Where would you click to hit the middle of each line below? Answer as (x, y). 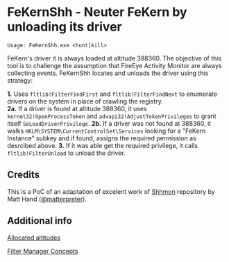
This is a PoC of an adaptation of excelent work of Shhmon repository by (111, 191)
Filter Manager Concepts (43, 251)
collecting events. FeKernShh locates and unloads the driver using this (108, 73)
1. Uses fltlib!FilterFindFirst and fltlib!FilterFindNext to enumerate (112, 94)
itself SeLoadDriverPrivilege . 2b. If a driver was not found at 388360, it (109, 123)
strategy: (20, 80)
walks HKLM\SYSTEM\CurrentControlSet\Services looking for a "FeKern (107, 131)
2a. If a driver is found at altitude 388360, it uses (77, 108)
